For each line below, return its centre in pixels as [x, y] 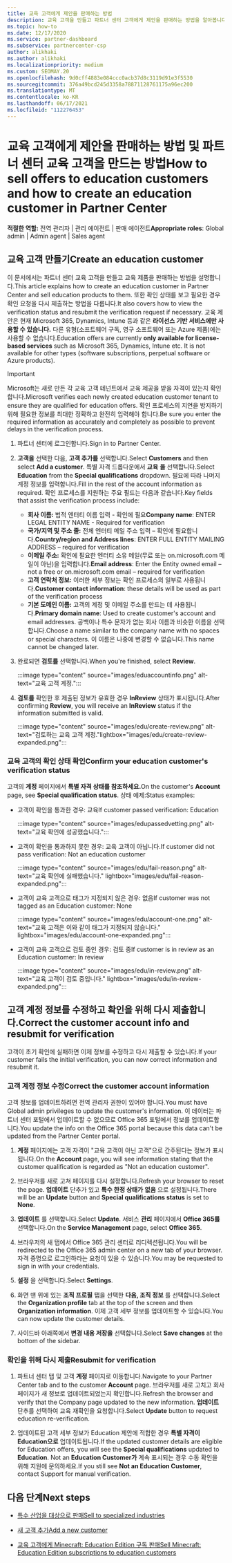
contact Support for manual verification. [74, 1474]
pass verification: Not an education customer [81, 854]
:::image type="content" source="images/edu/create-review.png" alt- [116, 726]
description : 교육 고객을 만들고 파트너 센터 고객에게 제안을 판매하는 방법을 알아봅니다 [117, 20]
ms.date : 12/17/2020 [37, 33]
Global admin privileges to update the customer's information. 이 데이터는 [111, 1111]
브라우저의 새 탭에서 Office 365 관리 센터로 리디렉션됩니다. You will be [112, 1242]
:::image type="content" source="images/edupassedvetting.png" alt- [116, 823]
